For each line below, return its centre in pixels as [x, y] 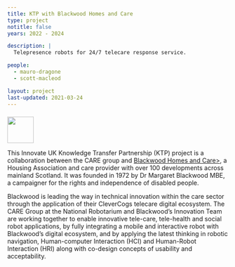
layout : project [31, 91]
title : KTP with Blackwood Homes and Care [70, 14]
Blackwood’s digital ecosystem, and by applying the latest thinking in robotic [117, 234]
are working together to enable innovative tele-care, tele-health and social [115, 219]
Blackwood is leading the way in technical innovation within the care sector [116, 197]
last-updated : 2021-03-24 [45, 98]
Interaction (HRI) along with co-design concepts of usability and [100, 249]
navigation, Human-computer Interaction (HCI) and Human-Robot [102, 241]
